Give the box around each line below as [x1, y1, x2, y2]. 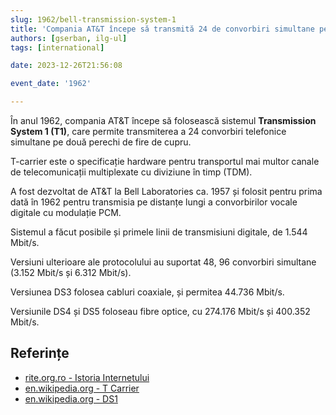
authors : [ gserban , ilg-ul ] [10, 33, 128, 43]
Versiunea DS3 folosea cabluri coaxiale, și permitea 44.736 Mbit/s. [10, 286, 285, 298]
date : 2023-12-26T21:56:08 [10, 61, 123, 71]
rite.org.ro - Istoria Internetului [24, 371, 150, 383]
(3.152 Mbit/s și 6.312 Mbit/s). [10, 267, 132, 278]
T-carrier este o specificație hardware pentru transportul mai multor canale [10, 156, 320, 167]
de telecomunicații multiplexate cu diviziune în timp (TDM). [10, 166, 253, 178]
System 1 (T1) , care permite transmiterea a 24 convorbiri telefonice [10, 126, 287, 137]
